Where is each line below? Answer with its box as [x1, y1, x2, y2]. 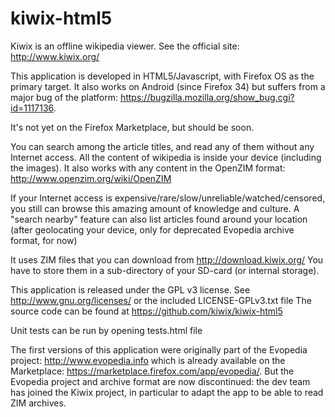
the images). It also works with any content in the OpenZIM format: [10, 162, 286, 174]
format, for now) [10, 234, 78, 246]
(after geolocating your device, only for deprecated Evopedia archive [10, 223, 295, 236]
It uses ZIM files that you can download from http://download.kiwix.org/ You [10, 253, 324, 266]
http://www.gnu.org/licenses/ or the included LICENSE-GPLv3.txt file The [10, 294, 312, 306]
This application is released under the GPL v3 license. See [10, 283, 251, 296]
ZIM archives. [10, 397, 67, 409]
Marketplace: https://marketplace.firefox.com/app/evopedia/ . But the [10, 365, 295, 377]
